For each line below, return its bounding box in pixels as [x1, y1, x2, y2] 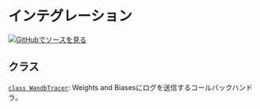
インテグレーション [8, 7, 132, 25]
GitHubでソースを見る [16, 35, 87, 44]
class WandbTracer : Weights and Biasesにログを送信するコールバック [8, 82, 232, 92]
